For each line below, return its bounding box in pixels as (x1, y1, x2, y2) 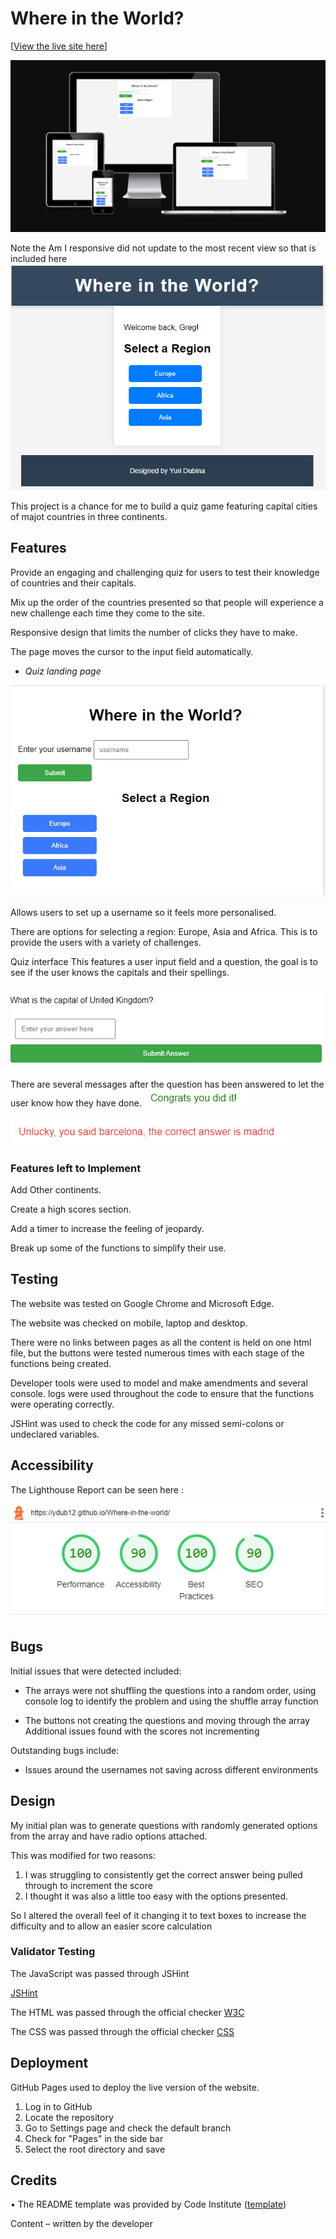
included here (10, 252, 68, 264)
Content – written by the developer (10, 2218, 153, 2230)
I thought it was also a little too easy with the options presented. (24, 1890, 289, 1902)
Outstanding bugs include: (10, 1744, 120, 1756)
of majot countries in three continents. (10, 510, 168, 522)
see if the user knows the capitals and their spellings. (10, 967, 230, 979)
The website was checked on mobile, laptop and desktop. (10, 1317, 248, 1329)
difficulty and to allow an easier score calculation (10, 1920, 213, 1932)
